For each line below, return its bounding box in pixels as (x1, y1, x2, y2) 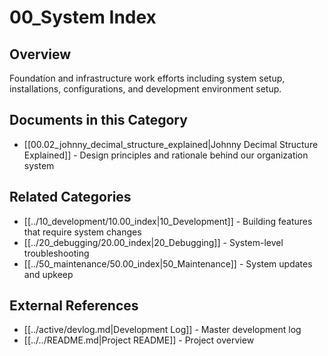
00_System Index (9, 6, 157, 29)
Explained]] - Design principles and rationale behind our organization (23, 149, 309, 161)
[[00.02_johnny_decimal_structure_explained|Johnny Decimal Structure (23, 138, 319, 150)
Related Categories (9, 189, 132, 206)
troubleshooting (23, 247, 90, 259)
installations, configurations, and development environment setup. (9, 83, 282, 95)
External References (9, 297, 139, 315)
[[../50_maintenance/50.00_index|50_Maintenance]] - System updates (23, 257, 313, 270)
